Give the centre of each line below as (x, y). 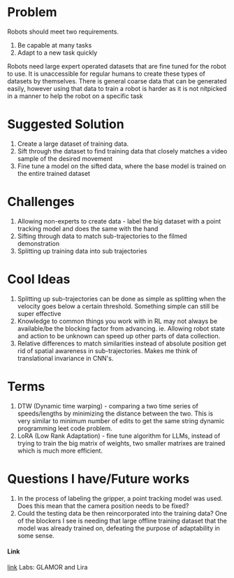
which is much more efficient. (60, 450)
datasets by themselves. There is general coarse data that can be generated (117, 81)
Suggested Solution (66, 124)
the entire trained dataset (54, 173)
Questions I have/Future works (98, 479)
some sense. (36, 535)
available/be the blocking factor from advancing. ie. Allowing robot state (121, 328)
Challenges (41, 202)
